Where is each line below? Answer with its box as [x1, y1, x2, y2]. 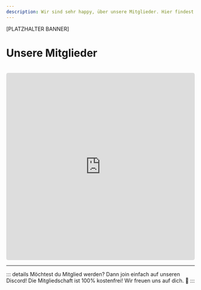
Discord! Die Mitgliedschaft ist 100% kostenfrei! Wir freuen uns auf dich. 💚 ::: [6, 277, 195, 284]
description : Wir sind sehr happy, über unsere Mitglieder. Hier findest [6, 8, 194, 15]
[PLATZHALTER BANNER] [6, 25, 69, 32]
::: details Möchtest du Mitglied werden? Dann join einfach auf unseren [6, 270, 181, 277]
